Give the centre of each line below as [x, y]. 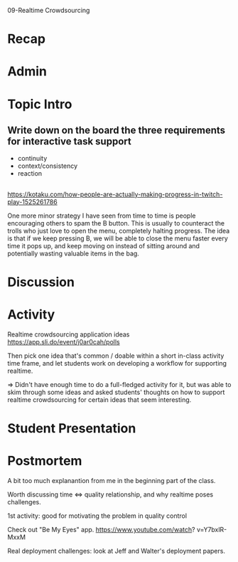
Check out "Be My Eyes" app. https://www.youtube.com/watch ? [101, 530]
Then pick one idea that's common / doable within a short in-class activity [116, 356]
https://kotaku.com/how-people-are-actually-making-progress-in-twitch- [115, 194]
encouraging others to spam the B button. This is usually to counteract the [116, 223]
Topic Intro [40, 104]
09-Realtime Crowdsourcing [49, 10]
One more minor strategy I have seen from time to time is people [102, 216]
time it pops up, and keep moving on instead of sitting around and [104, 245]
